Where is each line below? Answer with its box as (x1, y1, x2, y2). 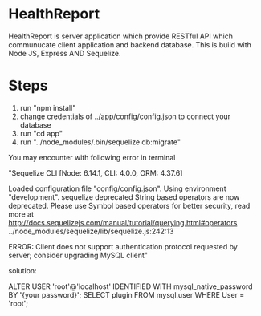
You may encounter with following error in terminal (8, 152, 176, 162)
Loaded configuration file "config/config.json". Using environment (8, 184, 226, 193)
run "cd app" (19, 128, 63, 138)
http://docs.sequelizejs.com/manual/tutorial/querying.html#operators (8, 217, 238, 227)
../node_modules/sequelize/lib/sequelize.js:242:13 (8, 226, 174, 236)
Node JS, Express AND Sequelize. (8, 48, 122, 58)
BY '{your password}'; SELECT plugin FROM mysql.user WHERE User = (8, 290, 245, 299)
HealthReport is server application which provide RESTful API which (8, 31, 233, 41)
